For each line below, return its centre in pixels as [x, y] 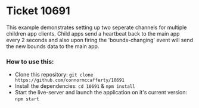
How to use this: [30, 62]
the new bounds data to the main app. [53, 46]
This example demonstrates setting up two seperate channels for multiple [97, 27]
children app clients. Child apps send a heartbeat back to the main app [93, 33]
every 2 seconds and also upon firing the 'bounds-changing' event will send [100, 40]
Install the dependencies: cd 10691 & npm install [75, 86]
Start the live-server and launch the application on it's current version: [101, 93]
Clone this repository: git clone [54, 75]
